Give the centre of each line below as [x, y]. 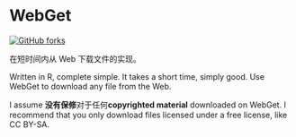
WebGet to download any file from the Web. [90, 86]
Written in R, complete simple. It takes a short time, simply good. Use [137, 76]
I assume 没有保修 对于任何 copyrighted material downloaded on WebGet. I [148, 105]
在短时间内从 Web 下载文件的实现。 [75, 58]
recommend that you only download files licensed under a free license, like [148, 115]
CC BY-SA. [30, 124]
